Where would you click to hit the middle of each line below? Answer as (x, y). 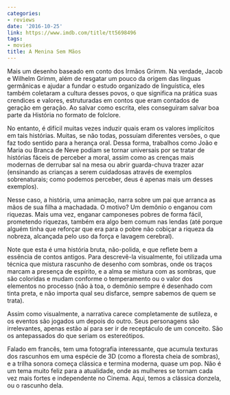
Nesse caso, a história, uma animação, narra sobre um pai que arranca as (112, 200)
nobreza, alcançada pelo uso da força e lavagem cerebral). (91, 236)
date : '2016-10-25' (35, 26)
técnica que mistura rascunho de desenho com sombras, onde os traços (110, 264)
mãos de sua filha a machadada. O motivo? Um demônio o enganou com (110, 207)
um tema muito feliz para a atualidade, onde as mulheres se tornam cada (110, 370)
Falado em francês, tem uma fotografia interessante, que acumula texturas (113, 349)
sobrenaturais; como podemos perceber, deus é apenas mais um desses (110, 179)
